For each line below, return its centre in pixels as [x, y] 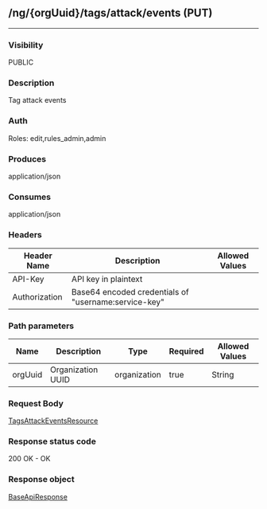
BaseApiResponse [38, 496]
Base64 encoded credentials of [130, 292]
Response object [41, 480]
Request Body [36, 403]
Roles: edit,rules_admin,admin [57, 138]
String [223, 374]
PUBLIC [21, 62]
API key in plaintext [107, 279]
